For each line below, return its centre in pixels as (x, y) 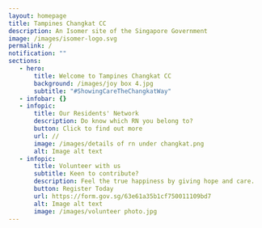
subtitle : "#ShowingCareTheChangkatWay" (103, 91)
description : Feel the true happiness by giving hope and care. (144, 182)
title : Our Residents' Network (86, 114)
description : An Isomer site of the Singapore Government (108, 31)
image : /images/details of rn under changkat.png (119, 144)
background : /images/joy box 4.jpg (93, 83)
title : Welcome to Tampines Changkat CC (103, 76)
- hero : (32, 69)
